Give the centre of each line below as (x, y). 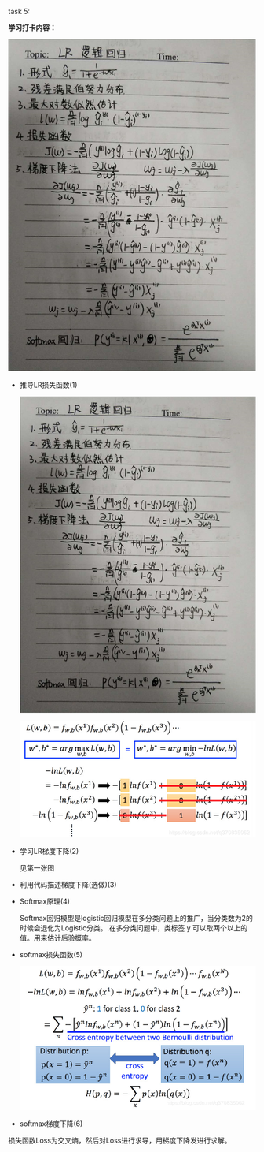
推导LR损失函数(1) (48, 385)
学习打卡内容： (32, 28)
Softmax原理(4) (45, 901)
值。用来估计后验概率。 (57, 938)
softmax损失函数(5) (51, 955)
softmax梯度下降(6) (51, 1124)
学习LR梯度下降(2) (49, 852)
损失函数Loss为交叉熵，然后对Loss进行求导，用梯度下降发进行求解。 (120, 1141)
